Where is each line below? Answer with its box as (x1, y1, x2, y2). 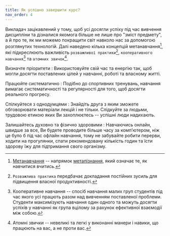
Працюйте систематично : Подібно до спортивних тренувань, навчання (5, 81, 161, 87)
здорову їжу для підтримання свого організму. (5, 143, 107, 150)
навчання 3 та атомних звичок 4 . (5, 54, 68, 61)
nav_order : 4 (5, 12, 33, 17)
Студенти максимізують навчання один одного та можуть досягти (12, 199, 157, 206)
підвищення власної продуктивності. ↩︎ (12, 179, 98, 185)
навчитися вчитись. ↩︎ (12, 163, 61, 170)
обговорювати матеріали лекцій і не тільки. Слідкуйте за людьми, (5, 107, 148, 113)
